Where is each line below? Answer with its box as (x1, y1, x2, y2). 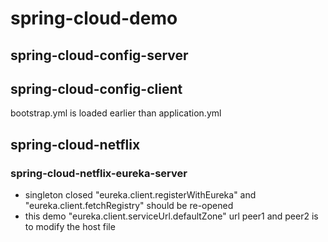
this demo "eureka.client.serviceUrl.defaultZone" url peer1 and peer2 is (24, 210, 319, 222)
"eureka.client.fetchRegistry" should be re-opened (24, 200, 234, 212)
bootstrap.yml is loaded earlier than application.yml (10, 107, 222, 119)
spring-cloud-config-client (10, 80, 183, 97)
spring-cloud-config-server (10, 47, 189, 64)
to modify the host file (24, 221, 116, 233)
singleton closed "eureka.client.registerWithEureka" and (24, 189, 257, 201)
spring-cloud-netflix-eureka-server (10, 166, 188, 180)
